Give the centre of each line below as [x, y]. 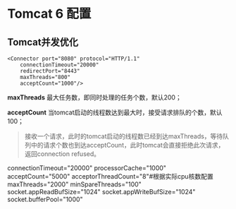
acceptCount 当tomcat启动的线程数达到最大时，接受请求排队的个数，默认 [115, 112]
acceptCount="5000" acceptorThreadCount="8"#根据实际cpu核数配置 [110, 176]
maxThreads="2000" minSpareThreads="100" [75, 184]
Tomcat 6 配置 [49, 14]
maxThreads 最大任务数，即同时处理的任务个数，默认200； [94, 97]
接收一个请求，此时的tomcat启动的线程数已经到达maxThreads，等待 [124, 136]
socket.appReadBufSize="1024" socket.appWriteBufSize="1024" [101, 192]
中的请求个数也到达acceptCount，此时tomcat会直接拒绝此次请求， [128, 145]
